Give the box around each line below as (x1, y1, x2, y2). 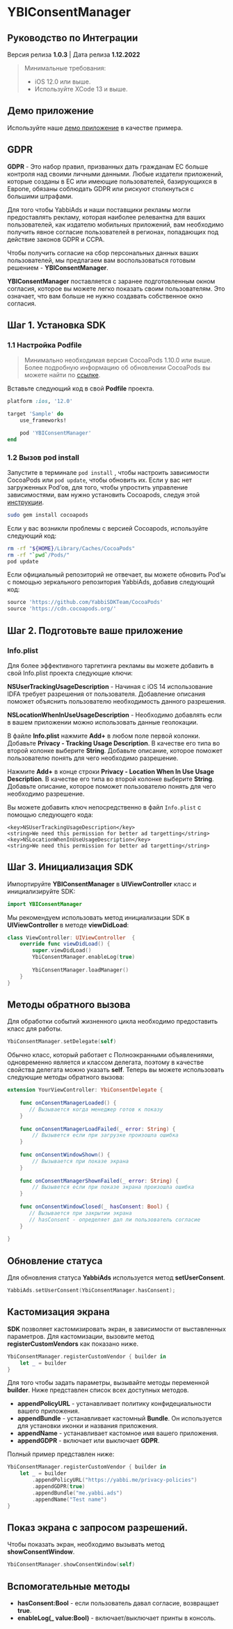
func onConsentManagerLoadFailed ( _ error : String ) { (19, 1126, 176, 1132)
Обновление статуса (7, 1255, 103, 1266)
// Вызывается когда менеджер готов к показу (29, 1106, 163, 1113)
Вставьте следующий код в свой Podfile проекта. (7, 384, 154, 393)
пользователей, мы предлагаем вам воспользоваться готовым (7, 256, 196, 264)
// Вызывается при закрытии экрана (29, 1209, 132, 1217)
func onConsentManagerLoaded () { (19, 1100, 117, 1107)
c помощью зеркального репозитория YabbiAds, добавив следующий (7, 578, 215, 586)
